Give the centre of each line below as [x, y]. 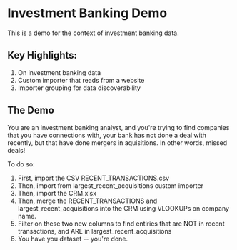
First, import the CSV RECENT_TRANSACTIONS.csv [94, 178]
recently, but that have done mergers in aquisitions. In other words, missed [117, 142]
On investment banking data [59, 72]
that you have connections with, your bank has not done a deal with [107, 135]
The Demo [31, 110]
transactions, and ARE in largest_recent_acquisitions [95, 231]
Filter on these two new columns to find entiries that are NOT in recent [121, 224]
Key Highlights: [42, 55]
